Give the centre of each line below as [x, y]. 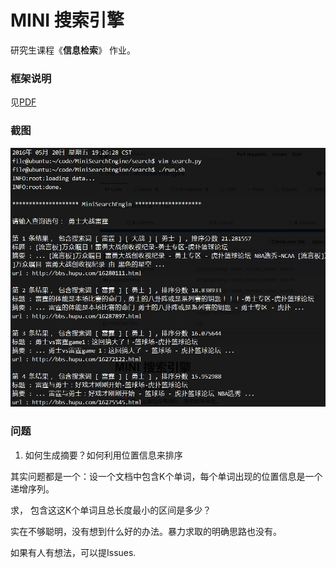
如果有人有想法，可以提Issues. [73, 552]
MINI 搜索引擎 [67, 20]
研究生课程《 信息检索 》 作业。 [73, 50]
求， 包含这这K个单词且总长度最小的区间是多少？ [111, 510]
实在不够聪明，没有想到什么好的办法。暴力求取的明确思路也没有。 [146, 531]
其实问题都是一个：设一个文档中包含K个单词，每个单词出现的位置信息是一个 [166, 476]
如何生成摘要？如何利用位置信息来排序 [103, 455]
